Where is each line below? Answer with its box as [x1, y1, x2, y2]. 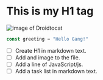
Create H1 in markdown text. [15, 47, 87, 54]
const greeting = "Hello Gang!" [6, 36, 88, 42]
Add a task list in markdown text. [15, 68, 98, 75]
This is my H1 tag [6, 4, 94, 18]
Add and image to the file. [15, 53, 80, 61]
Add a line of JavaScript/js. [15, 61, 83, 68]
